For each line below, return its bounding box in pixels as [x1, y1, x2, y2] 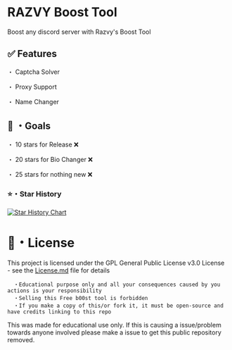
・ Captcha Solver [7, 68, 60, 76]
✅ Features [7, 48, 58, 60]
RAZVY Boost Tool [7, 4, 117, 20]
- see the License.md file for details [7, 265, 110, 275]
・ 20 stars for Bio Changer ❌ [7, 155, 94, 163]
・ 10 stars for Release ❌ [7, 140, 79, 149]
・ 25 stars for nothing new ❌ [7, 170, 93, 178]
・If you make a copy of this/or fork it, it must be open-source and [13, 302, 224, 309]
